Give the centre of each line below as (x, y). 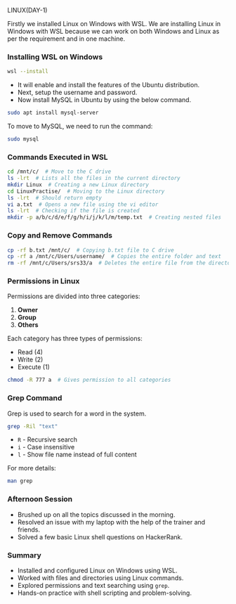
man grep (20, 481)
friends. (29, 529)
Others (28, 325)
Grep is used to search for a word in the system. (77, 413)
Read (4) (30, 352)
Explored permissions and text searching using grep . (93, 585)
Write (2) (30, 360)
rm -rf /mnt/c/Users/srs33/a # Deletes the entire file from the (106, 263)
